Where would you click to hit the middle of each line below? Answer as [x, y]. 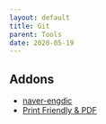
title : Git [30, 26]
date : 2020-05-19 [42, 43]
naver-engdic [47, 101]
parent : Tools [36, 34]
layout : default [40, 18]
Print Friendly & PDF [59, 111]
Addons [32, 79]
